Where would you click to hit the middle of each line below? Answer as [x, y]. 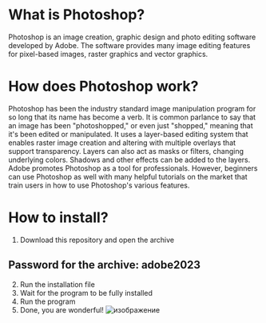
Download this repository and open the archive [97, 240]
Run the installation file [58, 284]
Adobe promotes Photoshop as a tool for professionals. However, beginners [133, 168]
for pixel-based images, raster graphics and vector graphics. [108, 54]
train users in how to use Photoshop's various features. [99, 185]
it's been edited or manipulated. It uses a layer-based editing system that [129, 134]
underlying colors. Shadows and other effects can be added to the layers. [129, 159]
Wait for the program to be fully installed [86, 293]
